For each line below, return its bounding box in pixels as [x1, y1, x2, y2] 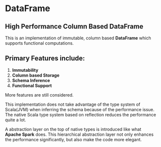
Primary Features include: [5, 54, 85, 63]
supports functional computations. [5, 40, 74, 46]
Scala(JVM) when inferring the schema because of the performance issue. [5, 106, 155, 112]
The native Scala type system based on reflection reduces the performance [5, 112, 156, 117]
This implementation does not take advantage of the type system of [5, 101, 141, 107]
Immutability [12, 67, 39, 73]
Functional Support [12, 82, 52, 88]
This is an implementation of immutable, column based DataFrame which [5, 35, 151, 41]
